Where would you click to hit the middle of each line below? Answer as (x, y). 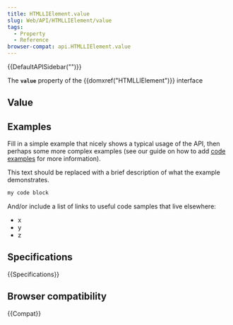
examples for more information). (54, 159)
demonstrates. (28, 180)
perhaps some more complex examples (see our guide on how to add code (116, 151)
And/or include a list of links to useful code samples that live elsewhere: (112, 206)
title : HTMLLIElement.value (49, 14)
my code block (28, 193)
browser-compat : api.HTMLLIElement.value (69, 47)
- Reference (31, 40)
